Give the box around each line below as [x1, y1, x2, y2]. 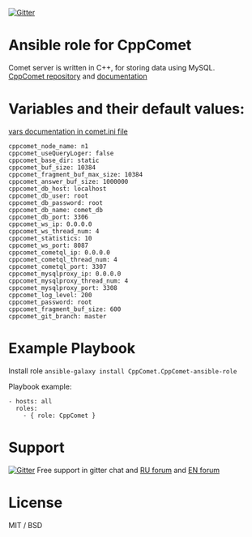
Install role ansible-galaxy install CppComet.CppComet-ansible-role [8, 365, 237, 376]
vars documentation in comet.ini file [8, 126, 128, 136]
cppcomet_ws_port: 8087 [8, 241, 89, 249]
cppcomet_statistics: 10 [8, 234, 92, 242]
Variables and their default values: [8, 100, 246, 118]
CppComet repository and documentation [8, 71, 147, 81]
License [8, 493, 63, 512]
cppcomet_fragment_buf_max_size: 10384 [8, 170, 143, 178]
